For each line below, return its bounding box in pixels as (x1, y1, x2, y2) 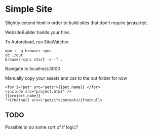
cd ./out (5, 53, 23, 58)
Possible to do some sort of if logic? (5, 124, 78, 130)
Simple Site (5, 3, 53, 15)
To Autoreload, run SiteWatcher (5, 38, 69, 45)
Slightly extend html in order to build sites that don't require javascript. (5, 20, 148, 26)
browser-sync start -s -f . (5, 57, 63, 62)
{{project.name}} (5, 93, 41, 98)
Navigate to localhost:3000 (5, 66, 61, 71)
